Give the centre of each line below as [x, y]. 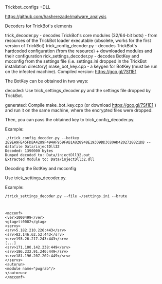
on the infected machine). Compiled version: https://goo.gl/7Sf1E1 [71, 72]
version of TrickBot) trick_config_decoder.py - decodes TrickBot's [71, 46]
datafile [14, 147]
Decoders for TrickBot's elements [39, 26]
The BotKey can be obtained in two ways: [47, 81]
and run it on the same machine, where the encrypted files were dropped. [79, 110]
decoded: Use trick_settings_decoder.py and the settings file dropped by [78, 90]
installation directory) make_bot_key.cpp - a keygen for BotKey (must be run [81, 66]
